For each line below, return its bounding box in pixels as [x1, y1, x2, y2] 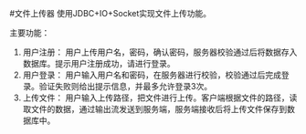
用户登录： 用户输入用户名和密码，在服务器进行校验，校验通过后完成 [22, 69, 281, 80]
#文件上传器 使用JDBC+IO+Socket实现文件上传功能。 [9, 8, 212, 18]
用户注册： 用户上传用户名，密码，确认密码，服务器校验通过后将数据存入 [22, 46, 298, 57]
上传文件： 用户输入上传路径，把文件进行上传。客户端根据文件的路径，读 [22, 92, 298, 103]
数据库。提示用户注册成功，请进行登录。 [22, 58, 175, 68]
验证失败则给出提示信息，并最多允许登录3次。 [38, 81, 213, 91]
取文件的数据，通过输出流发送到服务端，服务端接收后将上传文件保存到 [22, 104, 288, 114]
